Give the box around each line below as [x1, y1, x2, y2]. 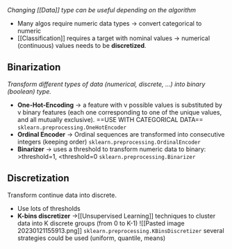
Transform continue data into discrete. [7, 191, 117, 199]
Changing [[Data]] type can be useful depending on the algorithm [7, 6, 197, 14]
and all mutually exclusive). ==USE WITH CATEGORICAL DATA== [17, 115, 204, 123]
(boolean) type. [7, 87, 52, 96]
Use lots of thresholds [17, 204, 81, 212]
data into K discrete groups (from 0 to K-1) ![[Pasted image [17, 218, 185, 227]
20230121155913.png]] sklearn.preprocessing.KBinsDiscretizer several [17, 226, 224, 234]
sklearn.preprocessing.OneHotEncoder [17, 124, 127, 131]
